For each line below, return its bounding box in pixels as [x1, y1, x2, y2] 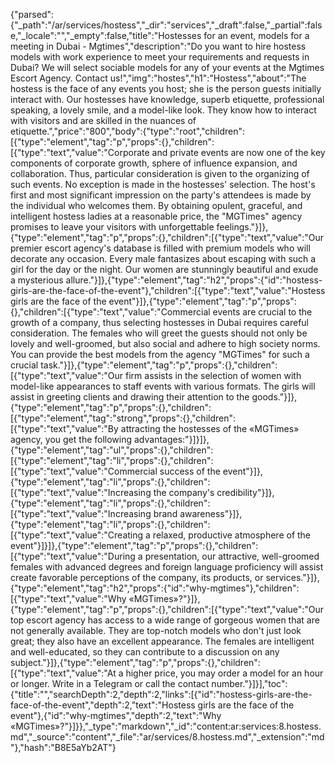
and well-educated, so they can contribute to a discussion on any [10, 646, 280, 658]
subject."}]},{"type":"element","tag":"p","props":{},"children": [10, 657, 261, 668]
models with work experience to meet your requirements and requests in [10, 51, 310, 63]
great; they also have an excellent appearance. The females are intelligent [10, 635, 315, 647]
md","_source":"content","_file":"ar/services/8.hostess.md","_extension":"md [10, 731, 325, 743]
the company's [153, 487, 215, 498]
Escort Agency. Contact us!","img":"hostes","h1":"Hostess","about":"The [10, 72, 307, 84]
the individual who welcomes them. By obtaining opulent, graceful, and [10, 200, 303, 211]
